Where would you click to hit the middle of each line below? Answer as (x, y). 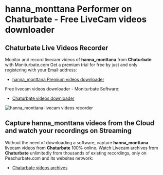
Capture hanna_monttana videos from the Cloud (80, 123)
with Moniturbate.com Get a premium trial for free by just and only (71, 65)
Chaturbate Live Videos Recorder (57, 48)
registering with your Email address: (41, 70)
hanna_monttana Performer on (69, 9)
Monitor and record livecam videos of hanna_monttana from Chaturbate (78, 59)
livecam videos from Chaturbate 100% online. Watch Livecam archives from (81, 148)
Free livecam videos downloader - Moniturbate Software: (62, 89)
